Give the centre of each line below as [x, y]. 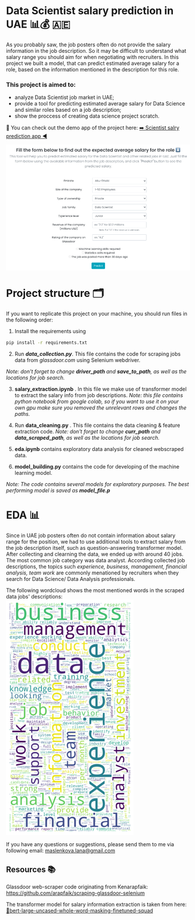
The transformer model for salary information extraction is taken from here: [96, 904]
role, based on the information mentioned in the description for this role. [93, 69]
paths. [22, 413]
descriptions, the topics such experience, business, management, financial [97, 566]
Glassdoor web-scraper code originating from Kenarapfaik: [77, 887]
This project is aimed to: [41, 84]
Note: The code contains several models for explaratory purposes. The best [97, 484]
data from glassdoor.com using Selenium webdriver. [77, 360]
